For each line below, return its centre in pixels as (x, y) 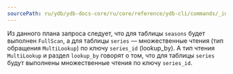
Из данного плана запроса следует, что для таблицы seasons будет (106, 33)
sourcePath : (24, 13)
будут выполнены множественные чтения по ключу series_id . (100, 62)
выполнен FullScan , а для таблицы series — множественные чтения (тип (115, 40)
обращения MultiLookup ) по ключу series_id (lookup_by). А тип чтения (111, 48)
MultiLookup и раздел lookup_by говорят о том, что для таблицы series (111, 55)
